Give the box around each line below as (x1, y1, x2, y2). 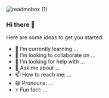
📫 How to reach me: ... (14, 71, 72, 78)
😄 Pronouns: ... (14, 80, 54, 87)
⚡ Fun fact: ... (14, 86, 48, 93)
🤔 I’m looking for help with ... (14, 58, 85, 65)
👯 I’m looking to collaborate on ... (14, 52, 96, 59)
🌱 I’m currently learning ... (14, 45, 79, 53)
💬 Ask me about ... (14, 64, 60, 71)
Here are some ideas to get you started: (6, 34, 104, 41)
